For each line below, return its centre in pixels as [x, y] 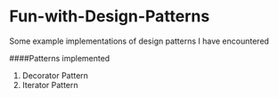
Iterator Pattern [50, 85]
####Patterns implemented [60, 58]
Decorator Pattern [55, 75]
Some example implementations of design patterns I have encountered [139, 41]
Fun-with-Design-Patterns [110, 16]
